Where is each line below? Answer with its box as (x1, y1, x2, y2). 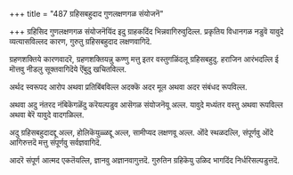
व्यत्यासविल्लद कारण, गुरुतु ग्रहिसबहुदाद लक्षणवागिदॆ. (9, 36, 152, 46)
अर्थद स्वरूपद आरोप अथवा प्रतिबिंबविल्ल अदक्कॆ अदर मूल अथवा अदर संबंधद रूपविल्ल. (9, 82, 248, 92)
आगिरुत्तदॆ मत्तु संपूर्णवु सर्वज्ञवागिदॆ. (9, 138, 102, 147)
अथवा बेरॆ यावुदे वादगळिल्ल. (9, 109, 85, 120)
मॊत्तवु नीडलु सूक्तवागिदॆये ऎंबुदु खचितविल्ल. (9, 64, 127, 75)
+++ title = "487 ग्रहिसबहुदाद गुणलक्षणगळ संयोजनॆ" (9, 9, 164, 19)
